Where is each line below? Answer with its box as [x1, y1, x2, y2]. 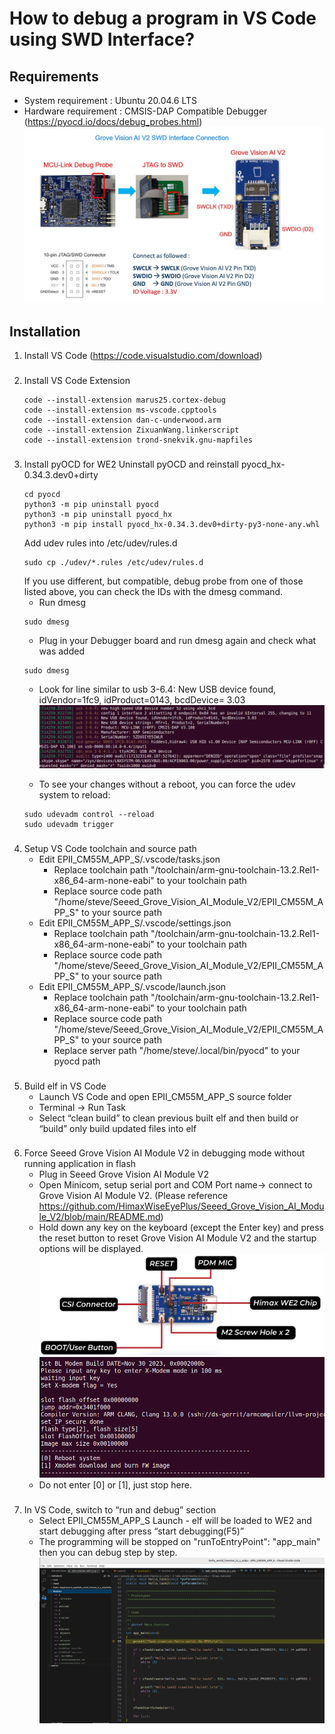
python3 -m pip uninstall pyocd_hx [23, 509, 173, 519]
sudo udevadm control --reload [23, 809, 155, 819]
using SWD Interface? [9, 28, 196, 51]
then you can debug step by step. [38, 1547, 178, 1559]
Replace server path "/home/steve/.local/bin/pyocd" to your [53, 1044, 301, 1056]
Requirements [9, 68, 99, 85]
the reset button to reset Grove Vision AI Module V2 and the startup [38, 1232, 317, 1244]
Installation [9, 323, 81, 340]
